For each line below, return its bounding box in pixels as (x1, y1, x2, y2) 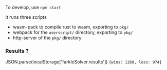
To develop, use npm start (5, 5, 62, 10)
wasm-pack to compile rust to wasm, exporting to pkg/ (12, 24, 129, 30)
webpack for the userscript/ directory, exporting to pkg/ (12, 29, 133, 35)
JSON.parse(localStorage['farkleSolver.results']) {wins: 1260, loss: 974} (5, 59, 162, 65)
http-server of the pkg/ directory (12, 35, 82, 41)
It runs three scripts (5, 14, 47, 20)
